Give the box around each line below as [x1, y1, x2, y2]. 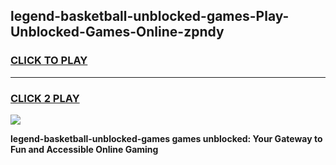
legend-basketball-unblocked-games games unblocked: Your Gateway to [10, 132, 323, 144]
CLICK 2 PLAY [10, 91, 80, 105]
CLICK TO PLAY [10, 54, 88, 68]
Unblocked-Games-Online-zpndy [10, 24, 225, 41]
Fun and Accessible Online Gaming [10, 143, 159, 155]
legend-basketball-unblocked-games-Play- [10, 8, 290, 25]
